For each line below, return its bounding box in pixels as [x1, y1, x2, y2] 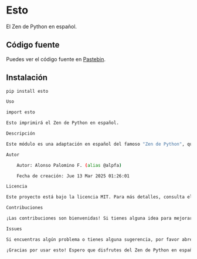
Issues [6, 226, 22, 232]
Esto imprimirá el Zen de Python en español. [6, 120, 119, 126]
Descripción [6, 130, 35, 137]
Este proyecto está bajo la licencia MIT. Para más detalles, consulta [6, 194, 185, 200]
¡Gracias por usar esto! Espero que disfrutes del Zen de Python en [6, 247, 177, 253]
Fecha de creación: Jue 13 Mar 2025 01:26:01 [16, 173, 130, 179]
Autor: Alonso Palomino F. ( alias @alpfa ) [16, 162, 122, 168]
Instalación [6, 73, 48, 83]
